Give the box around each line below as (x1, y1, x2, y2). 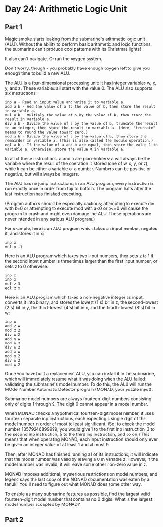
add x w (5, 349, 21, 354)
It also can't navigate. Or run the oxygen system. (5, 56, 103, 62)
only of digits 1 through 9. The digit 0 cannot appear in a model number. (5, 401, 149, 407)
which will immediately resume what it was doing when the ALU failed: (5, 376, 146, 382)
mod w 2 (5, 362, 21, 367)
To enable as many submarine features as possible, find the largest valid (5, 491, 150, 497)
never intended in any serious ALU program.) (5, 216, 95, 222)
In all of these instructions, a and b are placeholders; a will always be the (5, 156, 151, 161)
